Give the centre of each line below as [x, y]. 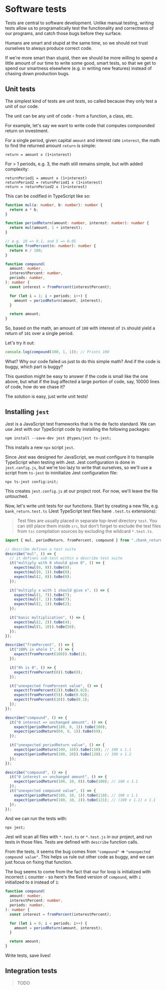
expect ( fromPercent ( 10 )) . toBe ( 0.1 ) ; [52, 700]
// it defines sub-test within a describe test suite [66, 558]
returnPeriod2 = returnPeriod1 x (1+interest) [54, 182]
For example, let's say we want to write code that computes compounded [80, 125]
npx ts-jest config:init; [32, 482]
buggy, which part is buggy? [34, 367]
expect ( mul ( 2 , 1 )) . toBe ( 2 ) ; [43, 604]
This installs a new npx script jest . [40, 447]
